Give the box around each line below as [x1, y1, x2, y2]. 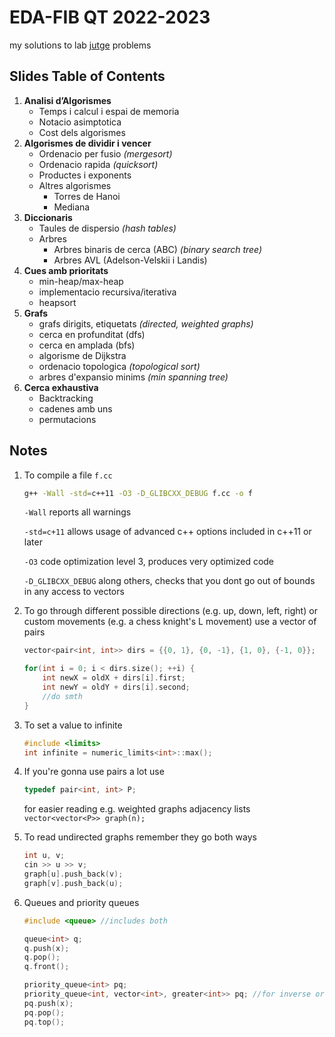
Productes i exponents [38, 169, 132, 181]
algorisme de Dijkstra [38, 349, 127, 361]
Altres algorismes [38, 179, 112, 191]
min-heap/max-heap [38, 275, 124, 287]
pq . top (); [23, 1017, 66, 1027]
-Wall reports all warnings [23, 506, 132, 518]
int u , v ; [23, 851, 66, 861]
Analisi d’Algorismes [23, 94, 112, 106]
